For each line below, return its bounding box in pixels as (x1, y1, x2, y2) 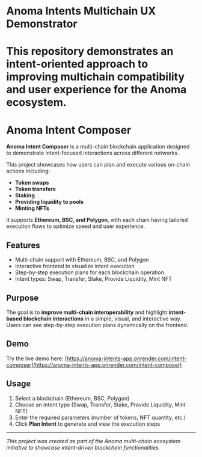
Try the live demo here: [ (6, 355, 67, 362)
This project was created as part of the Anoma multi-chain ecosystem (6, 437, 181, 444)
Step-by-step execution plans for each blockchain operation (14, 269, 164, 276)
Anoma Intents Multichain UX (6, 4, 156, 18)
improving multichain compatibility (6, 70, 185, 84)
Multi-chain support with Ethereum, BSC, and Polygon (14, 256, 149, 263)
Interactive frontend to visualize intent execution (14, 263, 135, 270)
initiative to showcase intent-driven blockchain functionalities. (6, 444, 161, 451)
